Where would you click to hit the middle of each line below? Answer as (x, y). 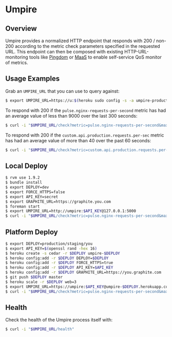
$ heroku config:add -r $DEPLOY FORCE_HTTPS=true (59, 263)
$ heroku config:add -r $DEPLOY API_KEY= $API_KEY (59, 268)
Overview (21, 29)
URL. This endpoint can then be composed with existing (64, 52)
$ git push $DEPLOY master (34, 277)
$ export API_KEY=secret (32, 197)
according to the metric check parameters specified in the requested (88, 46)
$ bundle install (24, 183)
